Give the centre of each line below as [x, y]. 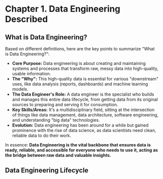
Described [27, 19]
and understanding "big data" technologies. [56, 120]
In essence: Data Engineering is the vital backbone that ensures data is [78, 145]
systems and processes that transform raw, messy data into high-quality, [85, 68]
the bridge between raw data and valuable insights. [58, 155]
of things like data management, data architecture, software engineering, [85, 115]
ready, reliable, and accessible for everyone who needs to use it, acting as [81, 150]
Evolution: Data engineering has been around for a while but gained [80, 125]
